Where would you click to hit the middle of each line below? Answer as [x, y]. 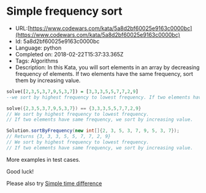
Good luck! [20, 171]
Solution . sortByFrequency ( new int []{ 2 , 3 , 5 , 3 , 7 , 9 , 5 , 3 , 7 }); [93, 131]
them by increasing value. [48, 80]
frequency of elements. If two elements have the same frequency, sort [104, 74]
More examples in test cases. [44, 159]
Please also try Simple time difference [54, 183]
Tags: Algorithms [36, 61]
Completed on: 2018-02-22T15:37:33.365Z [69, 54]
